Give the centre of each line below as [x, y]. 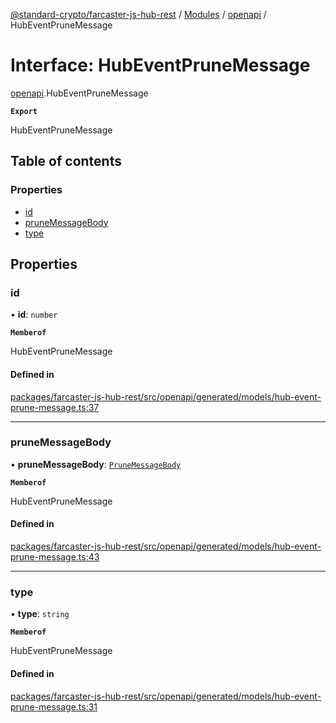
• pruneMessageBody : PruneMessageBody [96, 464]
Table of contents [66, 161]
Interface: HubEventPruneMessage [160, 65]
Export [24, 111]
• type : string [40, 614]
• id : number [34, 315]
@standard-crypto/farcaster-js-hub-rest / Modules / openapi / [138, 14]
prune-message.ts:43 [55, 557]
